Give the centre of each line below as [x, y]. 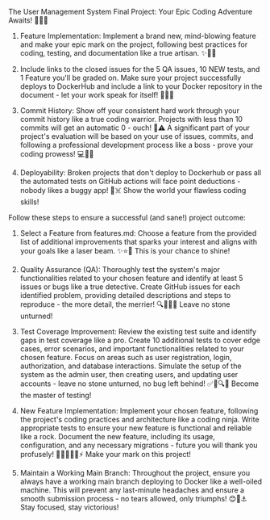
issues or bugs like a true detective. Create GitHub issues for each [130, 287]
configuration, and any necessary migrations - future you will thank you [139, 445]
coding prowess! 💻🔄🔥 [57, 154]
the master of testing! [56, 395]
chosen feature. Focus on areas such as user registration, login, [126, 357]
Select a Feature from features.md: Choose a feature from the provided [138, 233]
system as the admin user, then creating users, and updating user [129, 374]
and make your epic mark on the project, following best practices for [134, 44]
